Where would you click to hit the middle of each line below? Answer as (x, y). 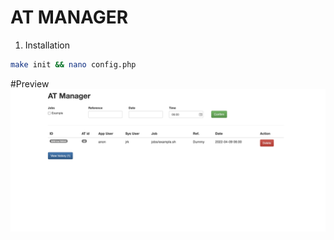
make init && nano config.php (73, 64)
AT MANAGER (69, 17)
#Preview (30, 83)
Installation (47, 45)
